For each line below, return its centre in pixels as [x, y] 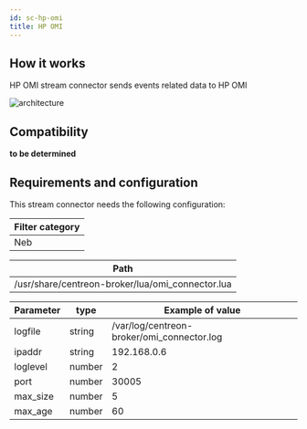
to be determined [43, 154]
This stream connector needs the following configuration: [117, 204]
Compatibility [49, 132]
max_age [33, 411]
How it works [48, 63]
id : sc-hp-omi [37, 18]
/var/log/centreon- [153, 325]
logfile [27, 331]
